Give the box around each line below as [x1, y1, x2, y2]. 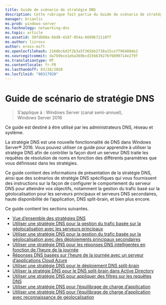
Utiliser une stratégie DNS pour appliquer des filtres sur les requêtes [12, 273, 152, 279]
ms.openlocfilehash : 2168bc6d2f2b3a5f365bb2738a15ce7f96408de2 [5, 49, 138, 53]
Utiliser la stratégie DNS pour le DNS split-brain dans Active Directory [12, 268, 154, 274]
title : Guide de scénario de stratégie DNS [5, 7, 96, 12]
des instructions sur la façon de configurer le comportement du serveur [5, 180, 151, 186]
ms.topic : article [5, 30, 43, 35]
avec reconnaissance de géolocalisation [12, 294, 94, 300]
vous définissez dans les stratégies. [5, 160, 78, 166]
